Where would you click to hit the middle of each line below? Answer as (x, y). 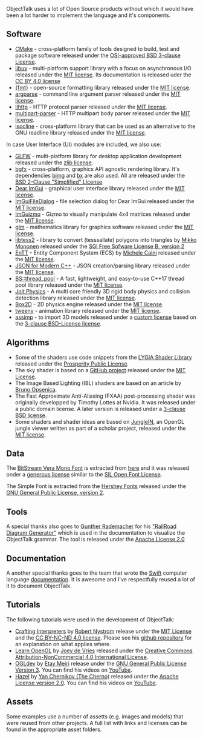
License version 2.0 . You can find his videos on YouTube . (86, 683)
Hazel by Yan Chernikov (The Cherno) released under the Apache (97, 676)
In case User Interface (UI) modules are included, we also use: (84, 144)
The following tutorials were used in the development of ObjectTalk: (90, 619)
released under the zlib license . (54, 162)
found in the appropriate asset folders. (54, 729)
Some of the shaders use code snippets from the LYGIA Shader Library (103, 357)
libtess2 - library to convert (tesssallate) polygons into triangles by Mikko (106, 239)
